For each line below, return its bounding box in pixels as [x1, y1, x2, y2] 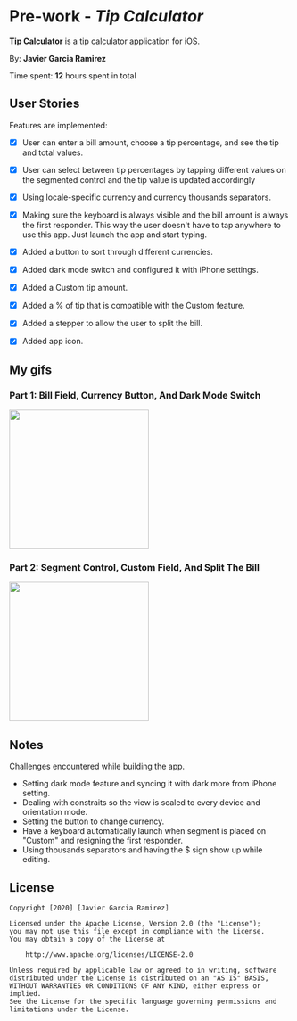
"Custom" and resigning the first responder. [21, 836, 184, 846]
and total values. [21, 147, 84, 158]
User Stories [9, 96, 80, 111]
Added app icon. [21, 336, 84, 347]
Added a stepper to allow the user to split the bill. [21, 318, 203, 329]
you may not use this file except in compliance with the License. [9, 926, 266, 935]
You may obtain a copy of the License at [9, 935, 166, 943]
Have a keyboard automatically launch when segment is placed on [21, 826, 267, 836]
